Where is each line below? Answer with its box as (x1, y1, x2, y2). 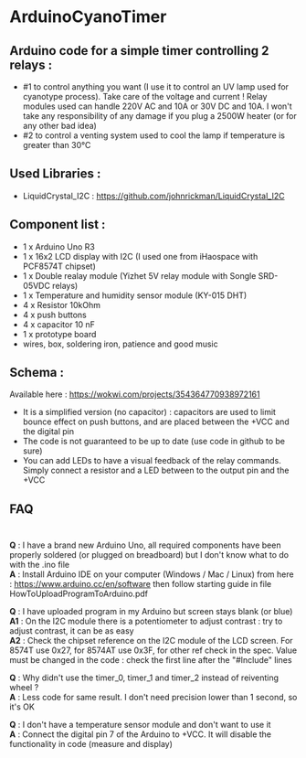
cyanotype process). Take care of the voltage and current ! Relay (22, 91, 268, 101)
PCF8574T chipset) (22, 261, 96, 272)
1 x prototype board (22, 328, 97, 339)
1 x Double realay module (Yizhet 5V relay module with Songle (22, 270, 257, 281)
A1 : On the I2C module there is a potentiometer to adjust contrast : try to (9, 615, 283, 627)
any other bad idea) (22, 121, 98, 131)
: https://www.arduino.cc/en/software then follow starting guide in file (9, 579, 272, 590)
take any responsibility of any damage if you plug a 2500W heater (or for (22, 111, 297, 121)
